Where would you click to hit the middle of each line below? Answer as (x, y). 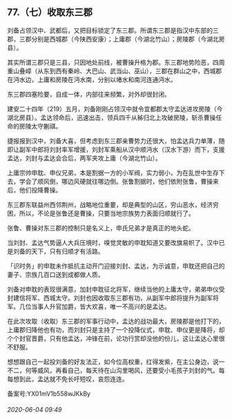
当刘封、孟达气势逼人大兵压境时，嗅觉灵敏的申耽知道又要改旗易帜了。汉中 (113, 242)
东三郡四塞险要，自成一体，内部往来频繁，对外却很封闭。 (89, 94)
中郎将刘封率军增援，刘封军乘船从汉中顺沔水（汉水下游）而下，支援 (128, 149)
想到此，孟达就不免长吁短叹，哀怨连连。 (70, 379)
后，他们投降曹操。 (35, 190)
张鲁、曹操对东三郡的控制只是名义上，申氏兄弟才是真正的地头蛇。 (101, 228)
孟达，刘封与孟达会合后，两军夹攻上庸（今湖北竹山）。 (84, 158)
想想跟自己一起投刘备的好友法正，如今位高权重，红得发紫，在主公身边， (110, 362)
